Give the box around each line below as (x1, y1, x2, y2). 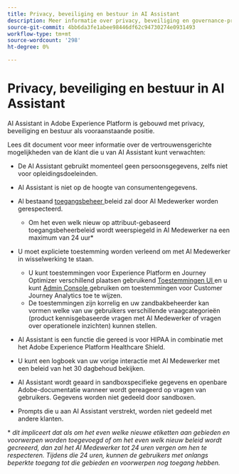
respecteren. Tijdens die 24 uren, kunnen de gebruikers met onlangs (7, 451, 208, 459)
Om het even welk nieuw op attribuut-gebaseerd (28, 218, 171, 226)
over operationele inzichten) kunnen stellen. (28, 321, 158, 330)
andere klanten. (17, 414, 64, 423)
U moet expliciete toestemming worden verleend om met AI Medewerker (17, 247, 231, 256)
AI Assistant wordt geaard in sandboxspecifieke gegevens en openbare (17, 378, 228, 386)
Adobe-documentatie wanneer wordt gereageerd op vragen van (17, 385, 206, 394)
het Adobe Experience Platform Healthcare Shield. (17, 342, 166, 351)
